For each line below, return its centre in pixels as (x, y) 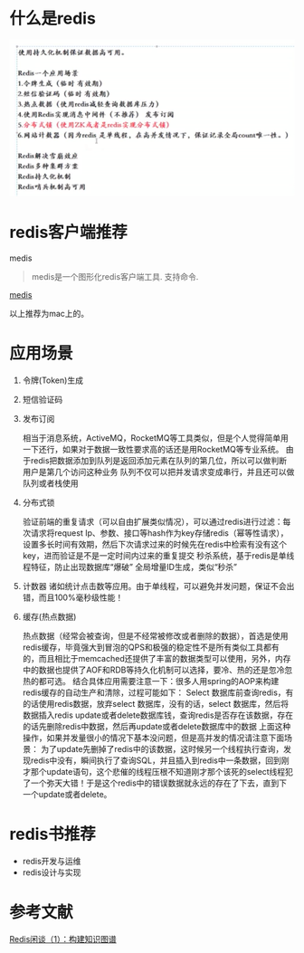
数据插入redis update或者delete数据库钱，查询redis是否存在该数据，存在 (158, 715)
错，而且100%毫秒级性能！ (73, 597)
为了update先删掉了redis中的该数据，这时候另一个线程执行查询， (162, 749)
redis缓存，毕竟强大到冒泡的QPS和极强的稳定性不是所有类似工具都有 (151, 647)
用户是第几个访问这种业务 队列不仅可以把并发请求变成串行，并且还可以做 (158, 472)
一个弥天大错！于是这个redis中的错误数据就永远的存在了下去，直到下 (159, 783)
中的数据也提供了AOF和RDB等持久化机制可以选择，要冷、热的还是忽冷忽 (157, 670)
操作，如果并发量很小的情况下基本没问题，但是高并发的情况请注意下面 (153, 738)
